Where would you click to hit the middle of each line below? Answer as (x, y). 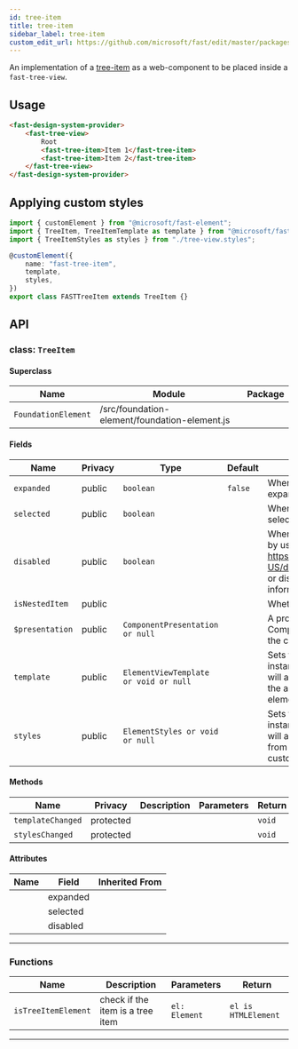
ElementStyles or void (171, 731)
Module (169, 394)
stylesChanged (43, 834)
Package (266, 394)
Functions (31, 962)
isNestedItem (41, 604)
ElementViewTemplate (166, 672)
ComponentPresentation (171, 624)
